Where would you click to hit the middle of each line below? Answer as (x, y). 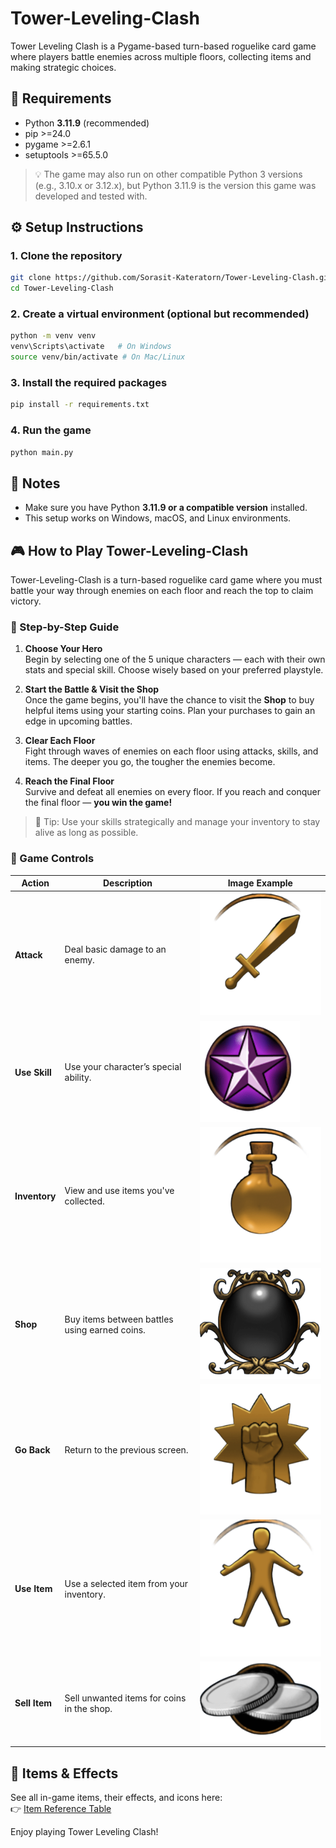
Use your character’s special (123, 1067)
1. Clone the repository (66, 256)
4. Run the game (51, 430)
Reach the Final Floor (69, 781)
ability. (78, 1078)
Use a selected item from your (126, 1583)
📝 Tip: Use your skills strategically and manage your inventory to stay (177, 822)
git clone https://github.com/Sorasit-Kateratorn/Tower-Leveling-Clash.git (171, 278)
